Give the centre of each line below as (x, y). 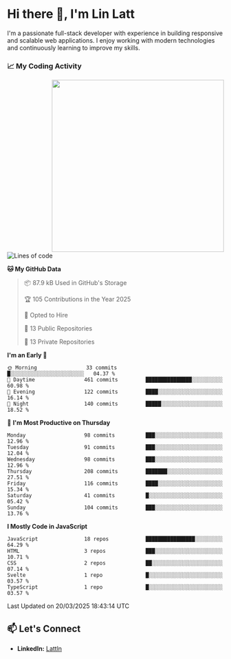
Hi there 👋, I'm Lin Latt (71, 14)
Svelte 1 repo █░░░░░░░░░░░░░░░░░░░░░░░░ (115, 575)
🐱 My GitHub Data (34, 269)
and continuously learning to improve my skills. (74, 48)
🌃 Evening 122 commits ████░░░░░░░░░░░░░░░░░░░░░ (115, 392)
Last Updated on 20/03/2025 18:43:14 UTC (68, 606)
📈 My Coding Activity (45, 66)
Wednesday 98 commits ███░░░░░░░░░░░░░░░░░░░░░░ (115, 460)
